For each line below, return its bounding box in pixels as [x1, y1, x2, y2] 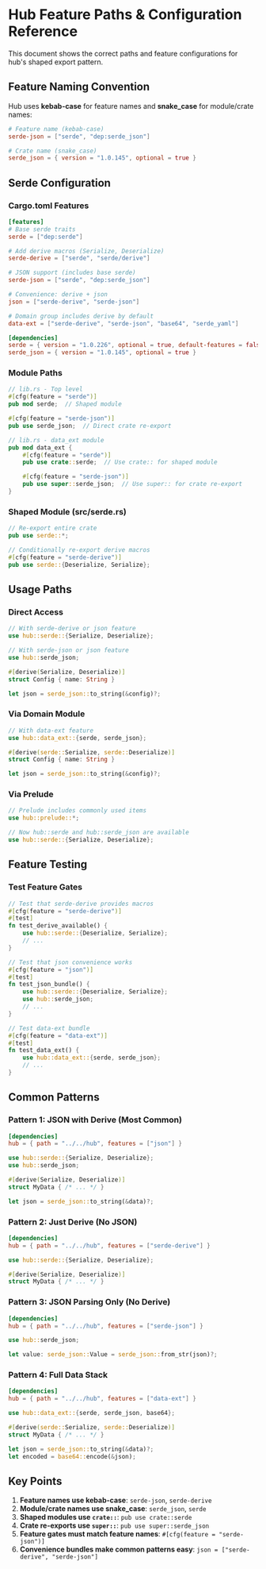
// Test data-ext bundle [8, 1024, 90, 1032]
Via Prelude [8, 788, 54, 800]
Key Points [8, 1475, 63, 1488]
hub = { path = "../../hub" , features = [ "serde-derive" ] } [8, 1241, 211, 1250]
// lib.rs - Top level [8, 385, 83, 394]
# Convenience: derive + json [8, 291, 108, 299]
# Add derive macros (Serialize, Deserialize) [8, 247, 165, 255]
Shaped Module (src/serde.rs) [8, 506, 127, 517]
